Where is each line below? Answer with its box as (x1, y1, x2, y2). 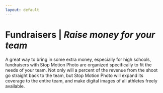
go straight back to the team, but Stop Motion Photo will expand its (5, 72, 143, 78)
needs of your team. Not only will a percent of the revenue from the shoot (5, 67, 158, 73)
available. (5, 83, 25, 89)
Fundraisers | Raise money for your (5, 29, 155, 40)
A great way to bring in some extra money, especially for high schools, (5, 56, 151, 62)
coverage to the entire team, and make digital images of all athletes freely (5, 77, 157, 83)
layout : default (5, 7, 39, 13)
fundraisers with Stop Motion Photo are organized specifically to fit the (5, 61, 152, 68)
